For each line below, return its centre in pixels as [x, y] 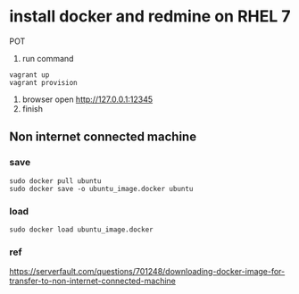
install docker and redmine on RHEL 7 [150, 17]
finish [32, 108]
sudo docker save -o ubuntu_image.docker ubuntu [101, 189]
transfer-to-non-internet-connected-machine [92, 281]
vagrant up [29, 75]
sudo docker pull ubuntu [55, 181]
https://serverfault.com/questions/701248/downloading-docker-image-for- [147, 272]
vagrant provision [43, 82]
